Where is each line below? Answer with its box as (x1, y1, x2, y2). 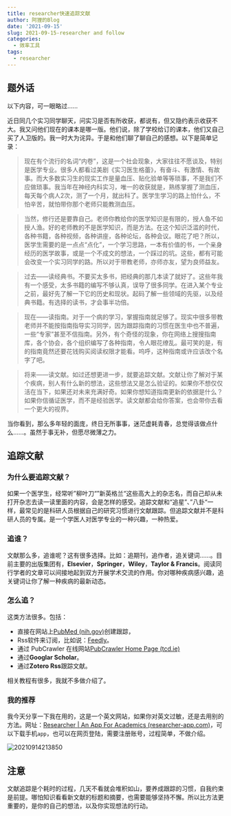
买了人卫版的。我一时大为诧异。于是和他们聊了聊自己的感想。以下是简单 (7, 134, 212, 142)
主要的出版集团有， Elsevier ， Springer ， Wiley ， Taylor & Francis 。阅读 (12, 559, 217, 568)
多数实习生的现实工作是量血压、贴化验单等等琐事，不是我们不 (47, 174, 223, 182)
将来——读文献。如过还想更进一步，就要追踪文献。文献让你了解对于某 (23, 370, 223, 379)
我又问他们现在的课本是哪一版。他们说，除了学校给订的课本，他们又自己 (19, 125, 224, 133)
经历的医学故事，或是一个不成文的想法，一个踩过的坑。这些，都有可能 (23, 249, 223, 257)
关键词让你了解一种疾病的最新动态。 (7, 576, 110, 585)
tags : (7, 49, 23, 56)
